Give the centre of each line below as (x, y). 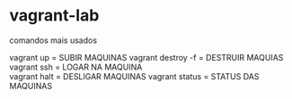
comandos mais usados (53, 40)
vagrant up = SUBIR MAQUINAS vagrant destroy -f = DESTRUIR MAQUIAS (146, 57)
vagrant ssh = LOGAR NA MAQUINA (76, 67)
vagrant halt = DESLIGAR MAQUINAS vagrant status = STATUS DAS (134, 76)
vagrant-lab (54, 16)
